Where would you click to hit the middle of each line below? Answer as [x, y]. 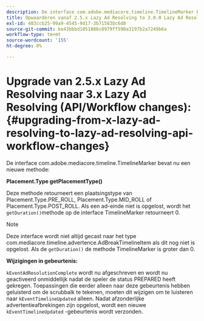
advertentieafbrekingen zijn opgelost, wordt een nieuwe [76, 305]
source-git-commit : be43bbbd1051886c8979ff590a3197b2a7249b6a [87, 29]
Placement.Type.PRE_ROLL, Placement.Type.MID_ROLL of [79, 199]
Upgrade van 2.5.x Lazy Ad [76, 81]
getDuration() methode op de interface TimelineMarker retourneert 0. [93, 212]
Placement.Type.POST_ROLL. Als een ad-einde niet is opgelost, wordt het [98, 206]
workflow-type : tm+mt [34, 35]
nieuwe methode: [28, 169]
